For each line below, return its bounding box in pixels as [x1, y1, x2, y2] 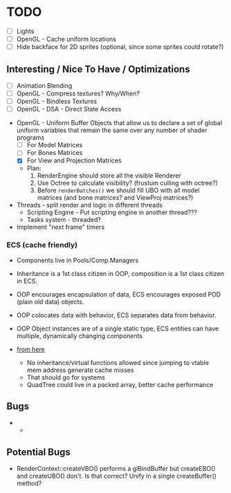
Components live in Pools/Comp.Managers [16, 256, 139, 264]
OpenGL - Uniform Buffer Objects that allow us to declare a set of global [16, 119, 223, 127]
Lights [16, 27, 35, 35]
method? [16, 479, 42, 487]
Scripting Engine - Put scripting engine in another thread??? [26, 208, 198, 216]
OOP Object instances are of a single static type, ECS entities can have [16, 324, 219, 333]
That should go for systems [26, 373, 105, 381]
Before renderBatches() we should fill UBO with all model [37, 186, 200, 194]
